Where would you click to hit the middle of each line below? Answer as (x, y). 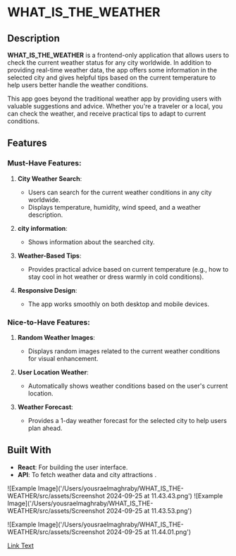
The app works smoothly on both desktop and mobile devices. (119, 304)
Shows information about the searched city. (91, 242)
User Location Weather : (53, 372)
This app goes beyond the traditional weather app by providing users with (114, 99)
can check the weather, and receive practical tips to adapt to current (107, 114)
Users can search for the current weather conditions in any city (120, 192)
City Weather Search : (50, 178)
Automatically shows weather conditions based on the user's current (128, 386)
